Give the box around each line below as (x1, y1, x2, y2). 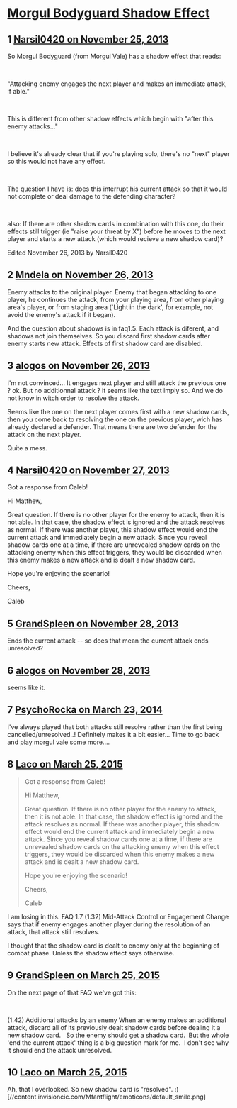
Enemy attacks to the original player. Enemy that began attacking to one (7, 287, 217, 296)
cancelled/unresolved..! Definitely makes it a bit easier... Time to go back (7, 730, 219, 738)
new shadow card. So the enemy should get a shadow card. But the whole (7, 1031, 229, 1039)
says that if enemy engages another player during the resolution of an (7, 920, 211, 929)
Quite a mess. (7, 443, 47, 452)
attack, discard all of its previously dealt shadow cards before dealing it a (7, 1023, 221, 1031)
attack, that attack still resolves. (7, 927, 100, 936)
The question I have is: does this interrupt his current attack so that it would (7, 184, 228, 193)
